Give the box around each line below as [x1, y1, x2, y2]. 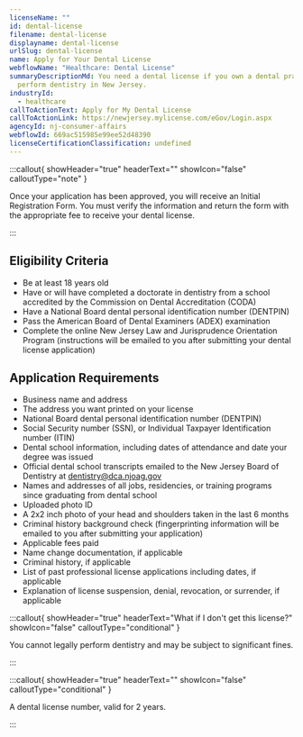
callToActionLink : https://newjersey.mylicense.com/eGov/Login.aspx [9, 114, 272, 123]
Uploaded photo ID [22, 499, 93, 510]
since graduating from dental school [22, 490, 158, 501]
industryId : [9, 88, 54, 97]
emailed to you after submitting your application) [22, 528, 204, 539]
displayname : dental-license [9, 38, 119, 48]
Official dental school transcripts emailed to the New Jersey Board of [22, 461, 280, 472]
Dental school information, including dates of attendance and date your [22, 442, 288, 453]
